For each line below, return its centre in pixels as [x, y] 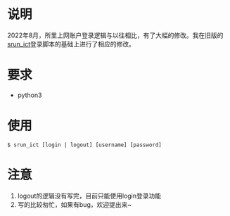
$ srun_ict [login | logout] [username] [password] [84, 145]
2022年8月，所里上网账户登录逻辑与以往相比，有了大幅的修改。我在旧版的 [115, 35]
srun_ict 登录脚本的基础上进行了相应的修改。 [71, 44]
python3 [30, 95]
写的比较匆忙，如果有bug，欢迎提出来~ [75, 204]
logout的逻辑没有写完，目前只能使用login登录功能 [89, 196]
